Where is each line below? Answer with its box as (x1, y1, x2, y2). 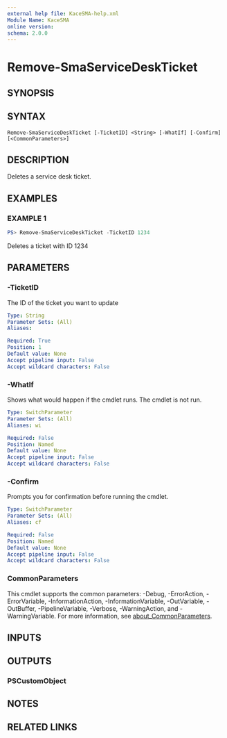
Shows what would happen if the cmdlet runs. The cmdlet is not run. (7, 395, 202, 404)
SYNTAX (7, 110, 46, 122)
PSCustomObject (7, 676, 67, 686)
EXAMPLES (7, 192, 57, 204)
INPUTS (7, 632, 42, 643)
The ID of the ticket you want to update (7, 298, 119, 306)
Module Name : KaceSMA (7, 17, 70, 24)
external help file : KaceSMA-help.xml (7, 10, 119, 17)
